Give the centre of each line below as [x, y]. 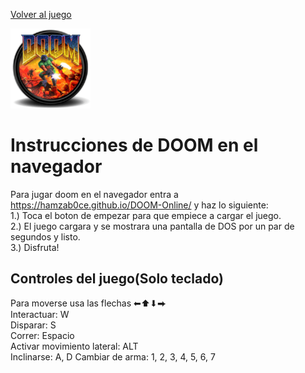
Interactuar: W [40, 314]
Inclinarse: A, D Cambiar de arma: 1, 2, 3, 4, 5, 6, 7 [113, 356]
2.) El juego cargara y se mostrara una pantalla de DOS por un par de [152, 226]
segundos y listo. [45, 236]
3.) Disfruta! [35, 247]
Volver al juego [41, 14]
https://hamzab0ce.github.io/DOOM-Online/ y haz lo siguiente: [139, 205]
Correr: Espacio [42, 335]
